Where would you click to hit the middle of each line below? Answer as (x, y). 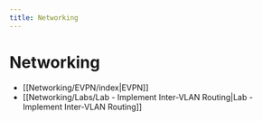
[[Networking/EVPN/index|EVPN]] (85, 88)
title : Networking (44, 18)
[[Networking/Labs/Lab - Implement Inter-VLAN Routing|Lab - (137, 97)
